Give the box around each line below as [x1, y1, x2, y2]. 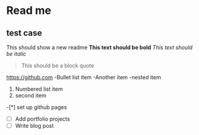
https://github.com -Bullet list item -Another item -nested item [6, 74, 161, 81]
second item [15, 92, 47, 99]
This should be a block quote [21, 62, 94, 69]
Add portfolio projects [15, 116, 70, 122]
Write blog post [15, 122, 54, 130]
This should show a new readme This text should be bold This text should [6, 44, 193, 51]
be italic [6, 50, 26, 58]
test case [6, 28, 43, 38]
